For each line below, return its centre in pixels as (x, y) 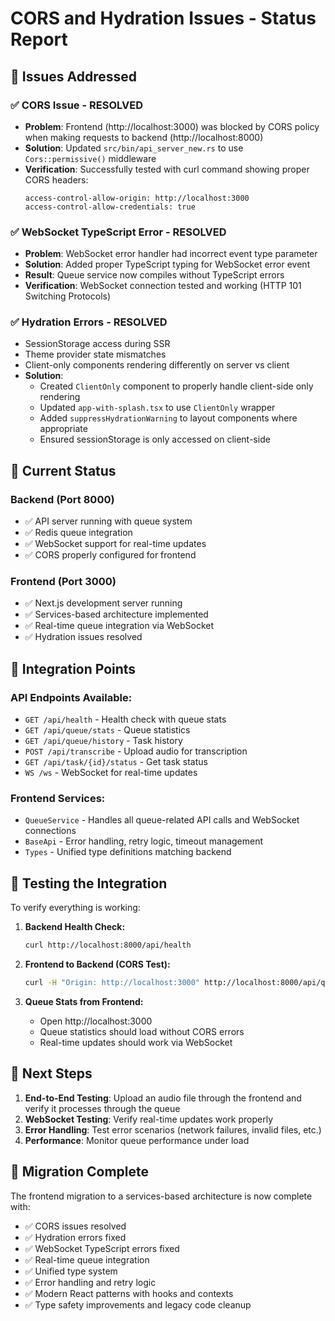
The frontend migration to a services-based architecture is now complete (161, 1196)
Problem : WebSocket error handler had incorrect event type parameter (171, 254)
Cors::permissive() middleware (90, 158)
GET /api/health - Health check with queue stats (125, 719)
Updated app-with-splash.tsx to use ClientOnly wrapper (157, 408)
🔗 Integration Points (73, 668)
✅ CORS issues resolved (75, 1226)
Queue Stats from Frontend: (84, 1001)
